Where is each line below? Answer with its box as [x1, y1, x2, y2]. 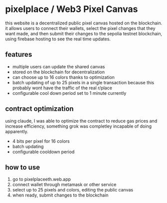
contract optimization [5, 105, 74, 113]
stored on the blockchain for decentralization [12, 69, 105, 75]
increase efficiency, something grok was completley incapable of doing [5, 123, 152, 129]
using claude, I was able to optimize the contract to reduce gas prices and [5, 118, 158, 124]
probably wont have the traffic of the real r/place [12, 85, 112, 91]
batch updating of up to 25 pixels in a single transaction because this [12, 79, 155, 85]
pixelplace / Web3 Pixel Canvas [5, 3, 138, 15]
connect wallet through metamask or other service [12, 182, 117, 188]
